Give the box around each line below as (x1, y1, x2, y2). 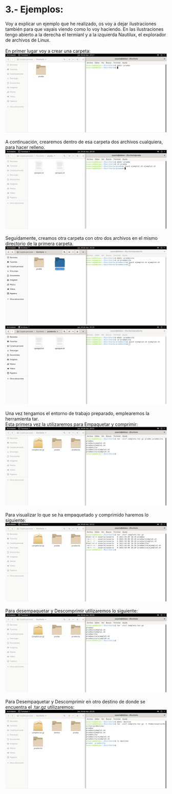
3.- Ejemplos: (5, 4, 63, 15)
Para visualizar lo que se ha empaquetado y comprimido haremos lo (5, 512, 149, 518)
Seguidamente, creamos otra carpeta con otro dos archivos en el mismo (5, 235, 158, 241)
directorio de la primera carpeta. (5, 240, 74, 247)
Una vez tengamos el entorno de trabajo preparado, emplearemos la (5, 410, 149, 417)
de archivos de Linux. (5, 37, 51, 43)
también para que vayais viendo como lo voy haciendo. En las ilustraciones (5, 26, 164, 32)
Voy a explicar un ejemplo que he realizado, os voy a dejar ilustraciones (5, 21, 157, 27)
